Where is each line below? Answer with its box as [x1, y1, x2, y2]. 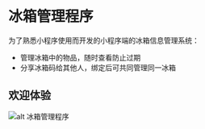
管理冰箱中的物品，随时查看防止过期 [19, 52, 141, 62]
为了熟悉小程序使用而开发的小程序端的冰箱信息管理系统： [8, 35, 199, 45]
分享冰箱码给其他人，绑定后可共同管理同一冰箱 [19, 62, 176, 73]
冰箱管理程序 [8, 7, 94, 26]
